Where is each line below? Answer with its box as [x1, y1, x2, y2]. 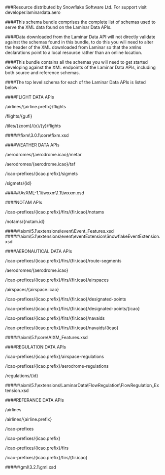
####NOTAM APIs [5, 200, 43, 205]
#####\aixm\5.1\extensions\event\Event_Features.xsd [5, 228, 114, 234]
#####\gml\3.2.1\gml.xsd [5, 464, 57, 470]
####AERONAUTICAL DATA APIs [5, 248, 72, 254]
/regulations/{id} [5, 373, 38, 379]
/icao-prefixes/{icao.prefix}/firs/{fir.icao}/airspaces [5, 277, 109, 283]
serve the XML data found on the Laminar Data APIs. [5, 24, 112, 30]
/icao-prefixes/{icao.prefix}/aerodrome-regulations [5, 363, 109, 369]
